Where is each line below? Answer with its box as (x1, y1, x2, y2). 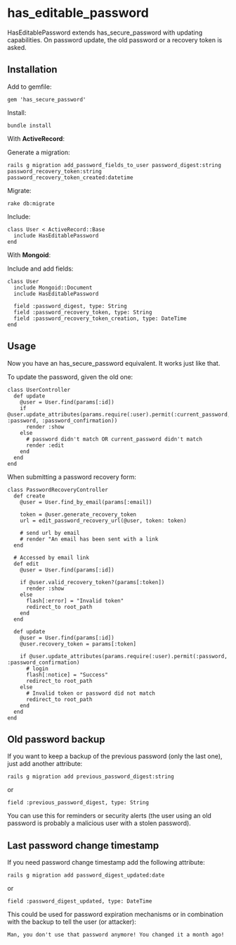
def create (13, 492, 46, 500)
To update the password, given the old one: (7, 372, 133, 381)
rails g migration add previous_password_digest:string (7, 773, 174, 780)
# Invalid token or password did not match (25, 689, 156, 697)
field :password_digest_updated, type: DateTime (7, 898, 152, 905)
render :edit (25, 442, 65, 449)
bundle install (7, 122, 52, 129)
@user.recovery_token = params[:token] (20, 640, 137, 648)
